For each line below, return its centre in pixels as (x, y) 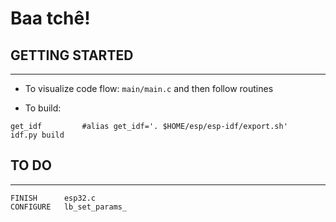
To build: (43, 108)
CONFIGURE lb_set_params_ (69, 207)
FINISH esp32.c (53, 198)
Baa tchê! (50, 18)
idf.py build (37, 135)
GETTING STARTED (72, 55)
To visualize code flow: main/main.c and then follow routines (149, 88)
